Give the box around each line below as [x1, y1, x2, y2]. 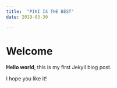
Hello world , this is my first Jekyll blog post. [6, 64, 112, 71]
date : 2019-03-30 [6, 14, 48, 20]
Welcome [6, 45, 53, 57]
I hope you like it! [6, 75, 47, 82]
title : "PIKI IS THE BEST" [6, 8, 75, 15]
